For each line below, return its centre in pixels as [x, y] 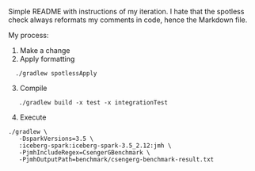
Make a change [45, 50]
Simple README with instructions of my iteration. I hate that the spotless [126, 11]
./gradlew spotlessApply [56, 74]
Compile [33, 88]
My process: [29, 35]
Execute [33, 117]
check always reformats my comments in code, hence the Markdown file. [128, 20]
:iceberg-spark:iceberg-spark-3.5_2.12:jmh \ [95, 146]
